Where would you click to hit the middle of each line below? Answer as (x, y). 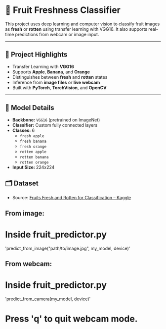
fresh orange (33, 146)
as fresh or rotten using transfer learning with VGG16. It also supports (76, 29)
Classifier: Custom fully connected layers (55, 125)
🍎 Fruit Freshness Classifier (63, 10)
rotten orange (34, 162)
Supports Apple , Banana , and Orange (51, 72)
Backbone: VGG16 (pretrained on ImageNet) (56, 120)
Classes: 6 (23, 130)
